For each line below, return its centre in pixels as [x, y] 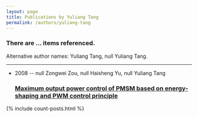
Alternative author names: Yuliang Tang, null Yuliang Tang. [77, 56]
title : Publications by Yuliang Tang [52, 17]
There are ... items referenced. [51, 43]
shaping [27, 96]
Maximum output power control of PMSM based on [89, 88]
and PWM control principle [79, 96]
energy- [176, 88]
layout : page [22, 12]
